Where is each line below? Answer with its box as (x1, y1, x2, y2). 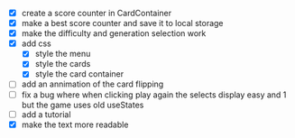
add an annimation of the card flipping (21, 78, 164, 89)
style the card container (34, 69, 124, 79)
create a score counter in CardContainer (21, 8, 172, 18)
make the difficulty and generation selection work (21, 28, 207, 39)
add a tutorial (21, 108, 71, 120)
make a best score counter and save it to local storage (21, 18, 224, 29)
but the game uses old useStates (21, 99, 144, 110)
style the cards (34, 59, 91, 69)
